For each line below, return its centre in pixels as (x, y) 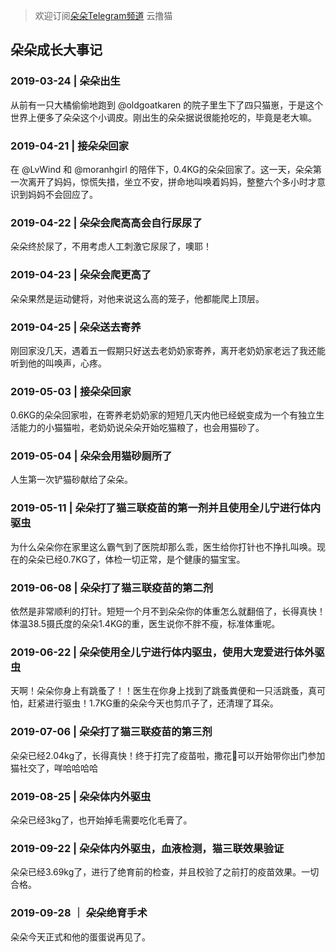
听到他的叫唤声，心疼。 (58, 363)
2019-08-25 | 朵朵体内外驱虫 (81, 796)
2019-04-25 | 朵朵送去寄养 (76, 327)
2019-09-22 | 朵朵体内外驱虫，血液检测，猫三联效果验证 (147, 848)
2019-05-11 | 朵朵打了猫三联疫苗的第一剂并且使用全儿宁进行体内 (166, 508)
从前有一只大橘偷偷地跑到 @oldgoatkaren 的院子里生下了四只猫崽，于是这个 (167, 105)
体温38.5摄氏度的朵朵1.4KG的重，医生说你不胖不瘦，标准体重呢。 (145, 624)
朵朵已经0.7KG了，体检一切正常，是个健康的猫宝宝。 (136, 559)
